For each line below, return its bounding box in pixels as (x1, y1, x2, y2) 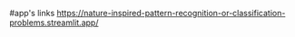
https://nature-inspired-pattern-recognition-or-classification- (56, 8, 286, 18)
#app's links (9, 8, 55, 18)
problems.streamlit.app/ (9, 17, 99, 28)
